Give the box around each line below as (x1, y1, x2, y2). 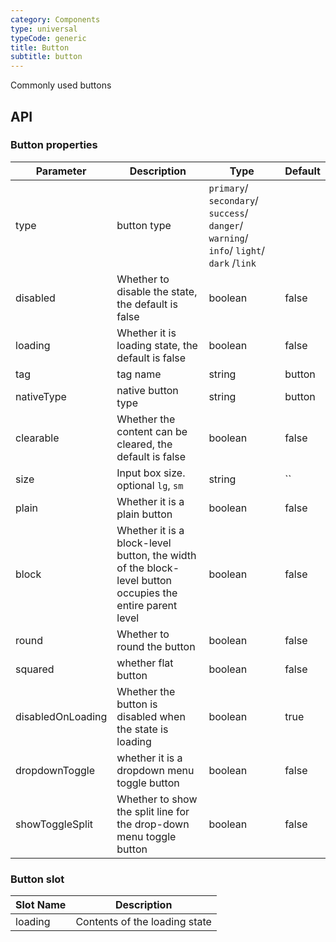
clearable (15, 431, 60, 445)
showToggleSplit (15, 817, 94, 831)
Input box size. (116, 466, 186, 480)
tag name (116, 367, 162, 381)
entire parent (116, 598, 178, 612)
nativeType (15, 389, 67, 403)
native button (116, 383, 179, 397)
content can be (116, 424, 188, 438)
